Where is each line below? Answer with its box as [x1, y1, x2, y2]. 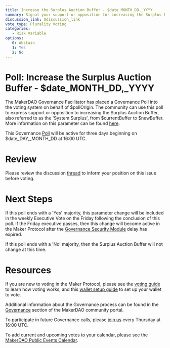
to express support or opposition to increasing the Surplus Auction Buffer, [5, 110, 159, 116]
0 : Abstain [12, 40, 35, 46]
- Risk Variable [12, 31, 47, 36]
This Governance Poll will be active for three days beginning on [5, 130, 138, 137]
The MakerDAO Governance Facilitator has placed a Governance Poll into [5, 99, 158, 105]
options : [5, 36, 24, 41]
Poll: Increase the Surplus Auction [5, 71, 152, 83]
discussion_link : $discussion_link [5, 17, 80, 22]
